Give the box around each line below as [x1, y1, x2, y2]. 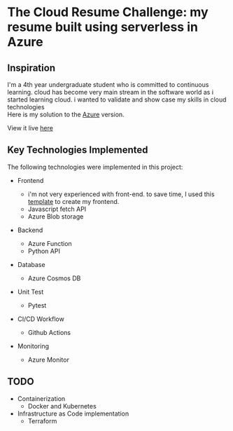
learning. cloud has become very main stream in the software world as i [7, 88, 214, 96]
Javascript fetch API [27, 205, 87, 213]
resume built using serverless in [7, 19, 198, 35]
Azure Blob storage [27, 212, 84, 221]
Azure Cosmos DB [27, 274, 81, 282]
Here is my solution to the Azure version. [7, 110, 125, 118]
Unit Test [17, 287, 44, 296]
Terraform [27, 416, 57, 425]
